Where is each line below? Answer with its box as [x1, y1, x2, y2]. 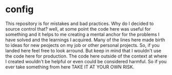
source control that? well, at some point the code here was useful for [5, 26, 151, 32]
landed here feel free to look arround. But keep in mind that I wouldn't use [5, 47, 162, 54]
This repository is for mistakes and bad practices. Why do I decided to [5, 20, 154, 27]
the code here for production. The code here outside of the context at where [5, 53, 167, 59]
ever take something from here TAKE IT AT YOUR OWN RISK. [5, 64, 135, 70]
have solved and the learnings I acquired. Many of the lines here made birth [5, 37, 165, 43]
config [5, 4, 34, 15]
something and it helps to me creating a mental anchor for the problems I [5, 31, 160, 37]
